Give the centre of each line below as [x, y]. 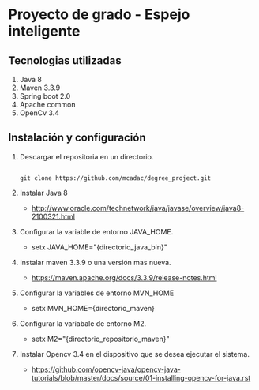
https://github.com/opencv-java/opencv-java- [106, 369]
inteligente [44, 31]
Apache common [47, 105]
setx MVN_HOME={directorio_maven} [93, 308]
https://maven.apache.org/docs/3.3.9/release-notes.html [124, 277]
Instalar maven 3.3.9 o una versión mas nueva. [95, 262]
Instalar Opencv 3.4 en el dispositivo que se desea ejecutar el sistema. [135, 354]
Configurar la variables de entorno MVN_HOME [97, 293]
